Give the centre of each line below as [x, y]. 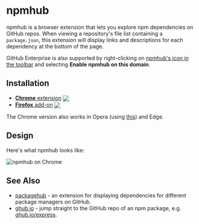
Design [20, 136]
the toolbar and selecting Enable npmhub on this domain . [78, 64]
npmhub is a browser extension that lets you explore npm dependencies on [100, 27]
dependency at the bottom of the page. [55, 46]
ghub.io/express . [36, 214]
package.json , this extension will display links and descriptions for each [95, 40]
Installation [28, 83]
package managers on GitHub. [53, 202]
